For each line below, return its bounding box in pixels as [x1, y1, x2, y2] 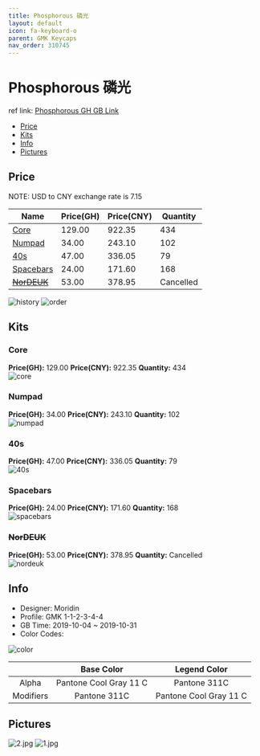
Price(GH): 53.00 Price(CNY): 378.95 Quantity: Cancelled [8, 550, 203, 559]
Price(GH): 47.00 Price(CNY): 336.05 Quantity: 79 [8, 456, 178, 466]
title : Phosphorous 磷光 [8, 11, 89, 20]
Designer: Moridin [19, 603, 80, 613]
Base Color [79, 664, 124, 675]
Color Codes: [19, 628, 64, 639]
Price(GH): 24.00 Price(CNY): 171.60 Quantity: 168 [8, 503, 179, 513]
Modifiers [12, 690, 49, 701]
